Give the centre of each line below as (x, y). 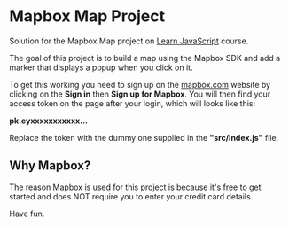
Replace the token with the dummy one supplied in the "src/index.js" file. (144, 137)
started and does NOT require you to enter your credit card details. (131, 196)
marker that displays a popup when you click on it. (101, 67)
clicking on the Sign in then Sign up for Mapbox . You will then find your (140, 94)
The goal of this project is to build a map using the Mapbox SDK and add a (145, 58)
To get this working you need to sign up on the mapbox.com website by (140, 84)
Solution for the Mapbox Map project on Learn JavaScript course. (129, 41)
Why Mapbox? (50, 166)
